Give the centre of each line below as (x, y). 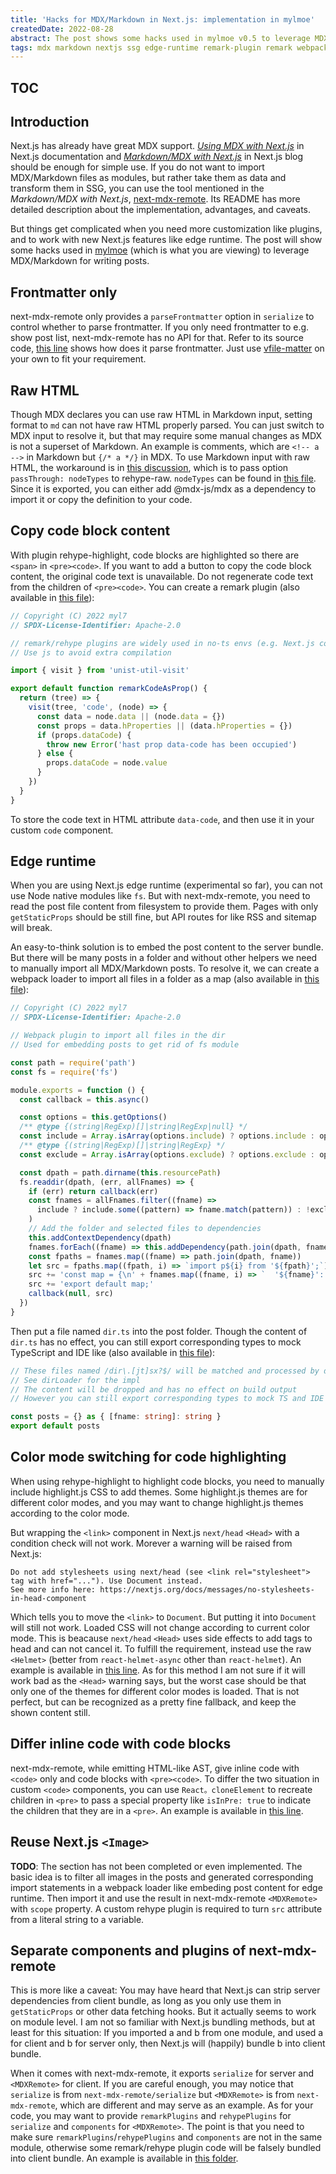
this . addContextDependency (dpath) (100, 1237)
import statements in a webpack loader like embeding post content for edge (166, 1887)
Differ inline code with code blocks (121, 1744)
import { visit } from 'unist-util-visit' (100, 671)
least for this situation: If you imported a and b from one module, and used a (167, 2033)
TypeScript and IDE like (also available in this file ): (113, 1352)
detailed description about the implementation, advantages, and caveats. (161, 210)
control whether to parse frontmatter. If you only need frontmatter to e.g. (160, 327)
